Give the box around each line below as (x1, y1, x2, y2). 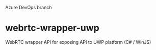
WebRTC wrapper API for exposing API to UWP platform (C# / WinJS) (5, 39, 151, 45)
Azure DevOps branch (5, 5, 52, 10)
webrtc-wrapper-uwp (5, 22, 99, 34)
